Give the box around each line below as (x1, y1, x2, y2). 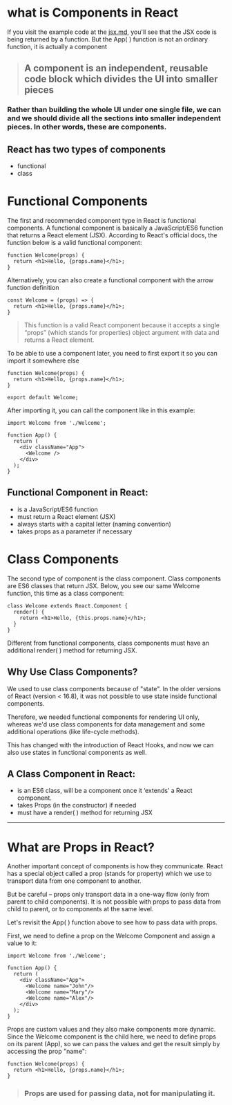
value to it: (7, 939, 37, 947)
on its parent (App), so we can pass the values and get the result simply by (7, 1040, 220, 1048)
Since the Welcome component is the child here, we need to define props (7, 1032, 216, 1041)
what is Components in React (7, 5, 179, 21)
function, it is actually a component (7, 42, 107, 51)
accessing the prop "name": (7, 1047, 87, 1056)
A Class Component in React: (7, 768, 136, 780)
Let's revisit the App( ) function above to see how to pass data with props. (7, 918, 217, 926)
